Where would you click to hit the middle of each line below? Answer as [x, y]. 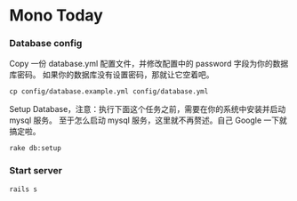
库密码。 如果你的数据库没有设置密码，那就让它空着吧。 [112, 75]
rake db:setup [36, 149]
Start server [36, 171]
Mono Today [56, 16]
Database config [46, 44]
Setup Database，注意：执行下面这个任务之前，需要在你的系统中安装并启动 [148, 109]
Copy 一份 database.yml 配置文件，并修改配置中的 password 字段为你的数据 [149, 64]
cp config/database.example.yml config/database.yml [109, 92]
